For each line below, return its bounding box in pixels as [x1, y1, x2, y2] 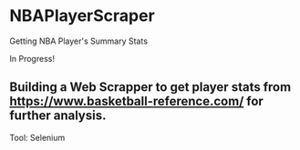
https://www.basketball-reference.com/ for [9, 94, 264, 109]
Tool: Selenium [9, 132, 66, 143]
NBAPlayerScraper [9, 5, 155, 26]
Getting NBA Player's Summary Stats [9, 35, 149, 46]
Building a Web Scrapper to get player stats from [9, 79, 292, 95]
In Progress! [9, 53, 55, 64]
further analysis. [9, 108, 107, 124]
